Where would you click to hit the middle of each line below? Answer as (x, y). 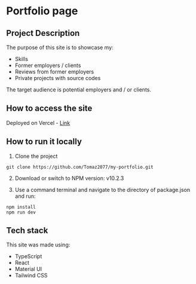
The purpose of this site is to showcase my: (60, 47)
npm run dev (21, 212)
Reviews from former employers (54, 72)
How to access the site (49, 109)
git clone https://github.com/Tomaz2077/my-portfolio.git (80, 167)
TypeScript (28, 256)
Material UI (28, 269)
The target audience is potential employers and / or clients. (79, 90)
